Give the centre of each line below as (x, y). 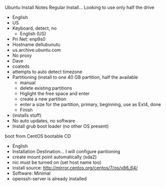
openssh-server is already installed (49, 179)
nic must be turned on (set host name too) (57, 162)
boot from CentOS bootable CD (38, 136)
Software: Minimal (31, 173)
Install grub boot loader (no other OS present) (60, 126)
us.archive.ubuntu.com (36, 50)
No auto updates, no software (44, 121)
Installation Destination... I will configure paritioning (66, 151)
